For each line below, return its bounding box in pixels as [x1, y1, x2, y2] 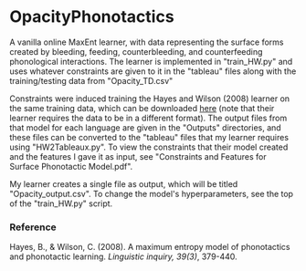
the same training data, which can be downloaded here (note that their [9, 102, 275, 113]
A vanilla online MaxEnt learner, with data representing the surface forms [9, 36, 284, 47]
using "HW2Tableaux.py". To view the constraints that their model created [9, 141, 289, 152]
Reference [9, 221, 57, 234]
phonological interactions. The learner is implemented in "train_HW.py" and [9, 56, 293, 67]
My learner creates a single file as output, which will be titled [9, 178, 238, 189]
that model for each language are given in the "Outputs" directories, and [9, 121, 281, 133]
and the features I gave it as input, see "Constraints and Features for [9, 151, 267, 162]
